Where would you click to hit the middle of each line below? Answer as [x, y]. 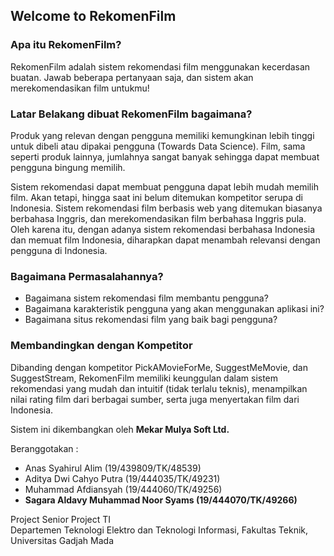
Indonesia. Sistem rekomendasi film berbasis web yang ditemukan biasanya [166, 208]
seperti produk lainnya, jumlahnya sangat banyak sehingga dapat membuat [165, 156]
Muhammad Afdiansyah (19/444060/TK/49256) [123, 489]
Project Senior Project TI [61, 519]
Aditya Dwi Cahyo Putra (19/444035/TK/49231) [122, 478]
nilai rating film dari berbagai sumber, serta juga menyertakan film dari [155, 399]
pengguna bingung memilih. [68, 167]
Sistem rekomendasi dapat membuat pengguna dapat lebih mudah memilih [164, 186]
